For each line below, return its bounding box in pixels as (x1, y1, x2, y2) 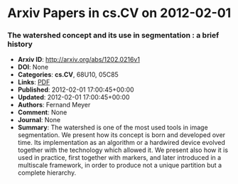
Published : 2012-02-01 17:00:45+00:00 (17, 85, 134, 94)
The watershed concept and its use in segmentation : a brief (7, 31, 220, 40)
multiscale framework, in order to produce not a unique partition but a (17, 161, 222, 170)
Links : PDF (17, 78, 50, 87)
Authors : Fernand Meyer (17, 101, 91, 109)
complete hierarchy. (17, 168, 77, 177)
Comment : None (17, 108, 67, 117)
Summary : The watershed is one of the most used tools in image (17, 123, 208, 132)
